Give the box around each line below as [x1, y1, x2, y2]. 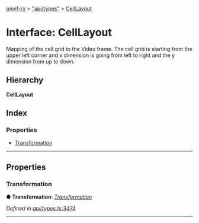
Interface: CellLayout [6, 26, 113, 39]
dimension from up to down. [6, 58, 75, 65]
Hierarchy [6, 75, 44, 85]
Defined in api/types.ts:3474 [6, 205, 76, 212]
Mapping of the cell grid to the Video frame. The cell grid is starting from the [6, 45, 192, 52]
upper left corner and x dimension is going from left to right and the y [6, 52, 175, 59]
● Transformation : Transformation [6, 193, 92, 200]
